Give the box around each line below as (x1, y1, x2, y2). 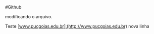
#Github (5, 4, 22, 10)
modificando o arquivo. (5, 14, 52, 19)
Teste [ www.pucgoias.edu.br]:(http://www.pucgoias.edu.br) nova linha (5, 23, 150, 29)
